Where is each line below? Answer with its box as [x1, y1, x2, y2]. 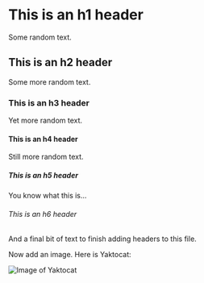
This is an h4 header [8, 134, 78, 144]
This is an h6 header [8, 209, 77, 218]
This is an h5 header [8, 170, 79, 180]
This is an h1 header [8, 6, 144, 24]
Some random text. [8, 32, 73, 42]
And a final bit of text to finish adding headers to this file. [8, 234, 198, 243]
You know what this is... [8, 191, 87, 201]
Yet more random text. [8, 115, 83, 126]
